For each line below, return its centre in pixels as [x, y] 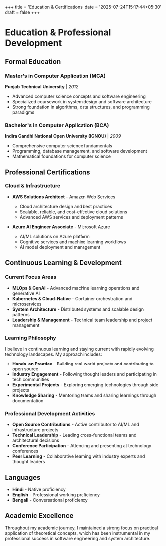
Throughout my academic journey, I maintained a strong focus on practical [82, 528]
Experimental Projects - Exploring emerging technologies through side [85, 385]
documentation [28, 400]
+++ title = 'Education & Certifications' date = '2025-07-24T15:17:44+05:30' [83, 7]
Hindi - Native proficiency [39, 489]
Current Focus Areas [31, 277]
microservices [27, 304]
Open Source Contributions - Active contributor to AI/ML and [76, 425]
